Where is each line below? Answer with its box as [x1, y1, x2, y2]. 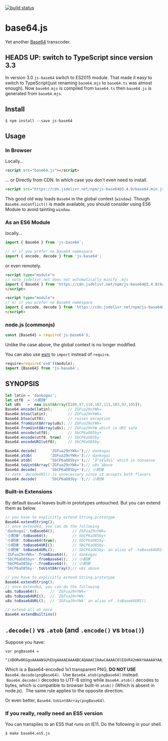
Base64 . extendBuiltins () [5, 612, 57, 617]
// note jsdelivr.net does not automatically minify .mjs [5, 277, 128, 282]
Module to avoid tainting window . [5, 206, 71, 212]
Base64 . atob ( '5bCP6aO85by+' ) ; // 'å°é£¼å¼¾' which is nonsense [5, 458, 155, 463]
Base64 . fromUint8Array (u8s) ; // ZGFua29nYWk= [5, 421, 101, 426]
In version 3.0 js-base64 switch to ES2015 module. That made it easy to [5, 74, 152, 80]
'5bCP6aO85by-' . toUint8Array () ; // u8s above [5, 566, 99, 571]
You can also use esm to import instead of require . [5, 351, 110, 358]
